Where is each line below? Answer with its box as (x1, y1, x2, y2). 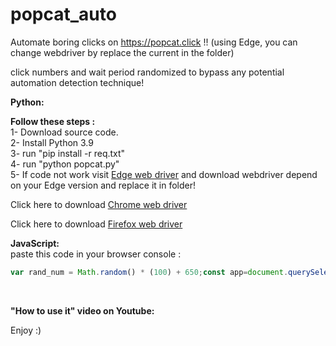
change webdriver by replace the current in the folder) (10, 46, 235, 58)
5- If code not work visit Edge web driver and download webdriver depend (10, 168, 318, 180)
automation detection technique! (10, 76, 145, 88)
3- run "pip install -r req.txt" (10, 147, 126, 159)
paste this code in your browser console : (10, 248, 182, 260)
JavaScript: (10, 237, 60, 249)
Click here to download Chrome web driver (10, 198, 188, 210)
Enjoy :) (10, 324, 42, 336)
